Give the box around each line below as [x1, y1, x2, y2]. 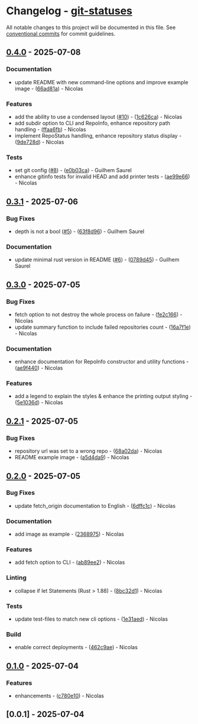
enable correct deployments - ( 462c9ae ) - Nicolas [14, 644, 138, 651]
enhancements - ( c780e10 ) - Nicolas [14, 693, 105, 700]
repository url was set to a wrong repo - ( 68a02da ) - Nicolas [14, 447, 163, 455]
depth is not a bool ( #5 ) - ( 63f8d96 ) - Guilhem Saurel [14, 227, 145, 235]
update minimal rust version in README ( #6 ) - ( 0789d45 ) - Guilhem [14, 256, 180, 263]
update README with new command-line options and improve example [14, 78, 189, 85]
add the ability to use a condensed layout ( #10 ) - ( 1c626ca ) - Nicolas [14, 113, 182, 120]
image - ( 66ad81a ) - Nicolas [14, 85, 83, 92]
